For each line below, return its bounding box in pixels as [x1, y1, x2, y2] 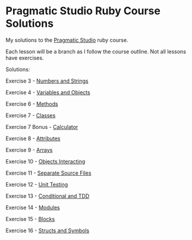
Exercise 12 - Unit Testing [5, 181, 68, 188]
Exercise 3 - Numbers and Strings [5, 77, 89, 84]
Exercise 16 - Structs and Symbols [5, 227, 90, 234]
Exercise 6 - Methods [5, 100, 58, 108]
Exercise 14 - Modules [5, 204, 60, 211]
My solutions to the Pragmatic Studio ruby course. [5, 36, 128, 43]
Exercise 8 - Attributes [5, 135, 61, 142]
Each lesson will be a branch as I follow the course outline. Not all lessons [5, 48, 187, 55]
